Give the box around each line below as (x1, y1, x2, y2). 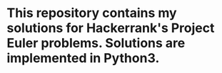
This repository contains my (6, 5, 177, 21)
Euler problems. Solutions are (6, 35, 186, 51)
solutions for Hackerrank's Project (6, 20, 215, 36)
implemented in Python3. (6, 50, 160, 67)
